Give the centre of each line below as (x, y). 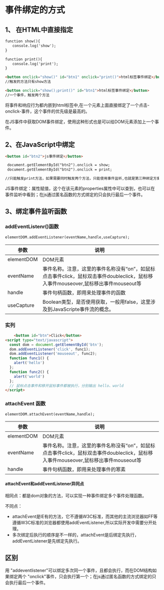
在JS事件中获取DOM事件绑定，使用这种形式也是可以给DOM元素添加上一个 (80, 122)
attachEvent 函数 (25, 404)
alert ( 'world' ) (29, 376)
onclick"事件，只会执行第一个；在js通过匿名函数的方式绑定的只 (93, 577)
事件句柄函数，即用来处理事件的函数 (84, 293)
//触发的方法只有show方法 (28, 82)
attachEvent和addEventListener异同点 (45, 484)
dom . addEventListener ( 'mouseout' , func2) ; (53, 354)
